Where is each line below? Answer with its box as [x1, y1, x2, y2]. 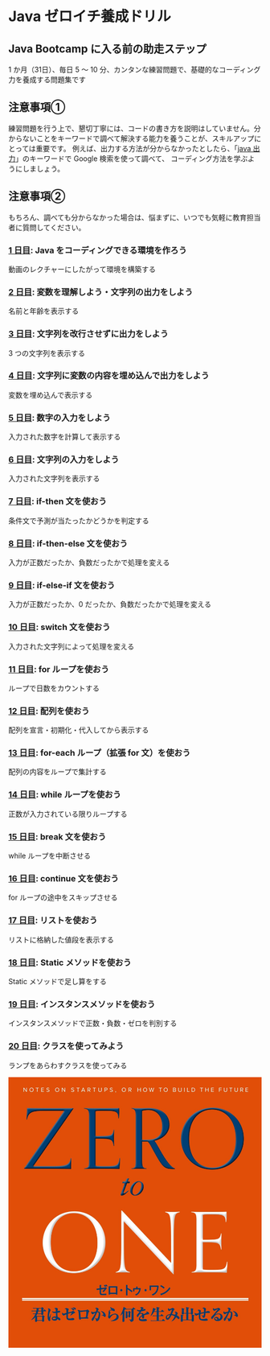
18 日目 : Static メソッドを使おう [8, 957, 132, 968]
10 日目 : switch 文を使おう [8, 621, 111, 633]
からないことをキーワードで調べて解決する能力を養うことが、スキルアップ [8, 134, 255, 143]
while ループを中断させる [8, 851, 91, 861]
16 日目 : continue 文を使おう [8, 873, 119, 884]
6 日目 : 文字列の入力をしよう [8, 454, 120, 465]
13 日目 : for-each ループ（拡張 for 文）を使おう [8, 748, 191, 759]
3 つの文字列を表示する [8, 348, 86, 358]
